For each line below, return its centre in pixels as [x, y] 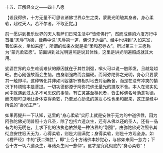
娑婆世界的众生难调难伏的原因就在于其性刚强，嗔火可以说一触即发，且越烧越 [81, 68]
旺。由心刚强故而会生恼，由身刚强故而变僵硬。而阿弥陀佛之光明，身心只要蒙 [81, 75]
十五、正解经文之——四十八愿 [35, 7]
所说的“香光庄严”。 [24, 105]
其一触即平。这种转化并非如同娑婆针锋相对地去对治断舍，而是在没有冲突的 [79, 81]
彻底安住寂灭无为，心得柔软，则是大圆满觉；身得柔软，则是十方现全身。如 [79, 133]
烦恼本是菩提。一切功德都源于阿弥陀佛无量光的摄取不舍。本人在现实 [86, 87]
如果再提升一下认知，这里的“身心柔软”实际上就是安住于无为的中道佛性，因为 [81, 115]
